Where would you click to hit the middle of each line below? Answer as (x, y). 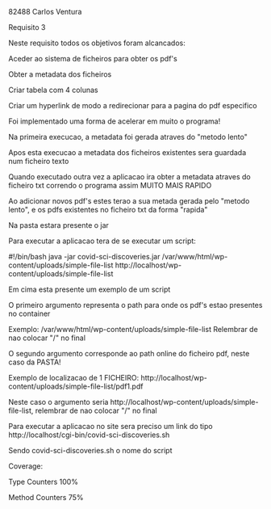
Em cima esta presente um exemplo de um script (90, 289)
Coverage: (26, 466)
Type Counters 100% (44, 482)
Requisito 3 (27, 27)
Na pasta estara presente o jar (58, 225)
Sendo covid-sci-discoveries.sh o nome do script (90, 450)
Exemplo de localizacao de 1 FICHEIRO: (74, 378)
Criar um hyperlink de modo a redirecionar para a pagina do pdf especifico (133, 105)
